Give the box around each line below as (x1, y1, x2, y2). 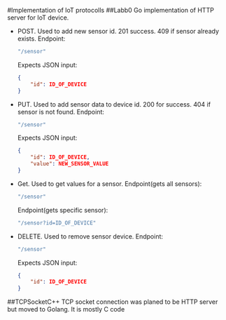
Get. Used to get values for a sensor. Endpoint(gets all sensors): (17, 179, 202, 188)
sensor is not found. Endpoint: (17, 107, 105, 116)
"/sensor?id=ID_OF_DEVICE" (17, 219, 97, 227)
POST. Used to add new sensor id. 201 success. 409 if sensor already (17, 27, 219, 35)
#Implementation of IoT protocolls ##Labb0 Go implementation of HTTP (7, 6, 215, 14)
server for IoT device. (7, 13, 69, 22)
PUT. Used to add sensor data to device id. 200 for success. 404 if (17, 100, 211, 108)
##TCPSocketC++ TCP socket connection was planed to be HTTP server (7, 298, 218, 306)
